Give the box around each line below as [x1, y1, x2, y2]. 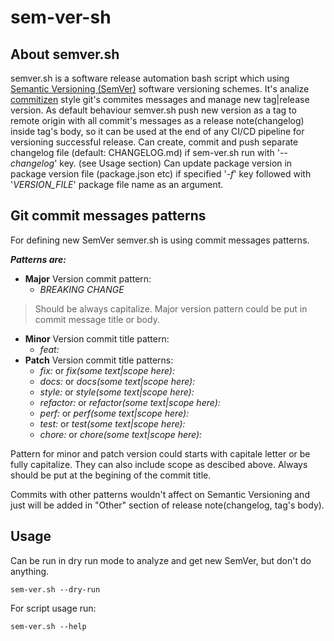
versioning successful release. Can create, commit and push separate [10, 136, 299, 148]
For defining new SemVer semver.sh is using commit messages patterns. [10, 234, 310, 246]
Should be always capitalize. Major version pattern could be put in [34, 302, 308, 315]
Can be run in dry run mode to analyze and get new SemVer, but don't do [10, 554, 312, 566]
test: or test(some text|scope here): [39, 417, 186, 430]
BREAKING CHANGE [39, 283, 125, 295]
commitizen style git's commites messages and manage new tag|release [10, 94, 310, 105]
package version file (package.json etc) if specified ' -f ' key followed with [10, 168, 312, 180]
